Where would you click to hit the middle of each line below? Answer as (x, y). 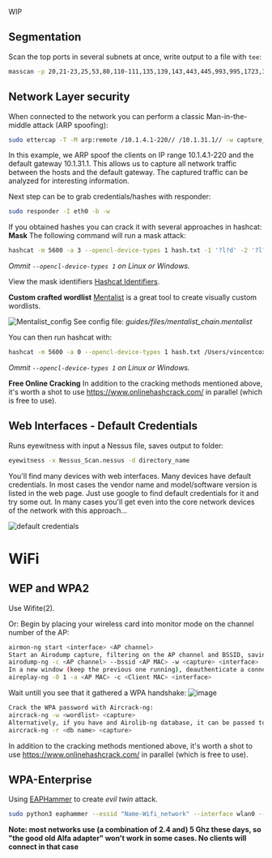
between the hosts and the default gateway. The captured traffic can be (128, 173)
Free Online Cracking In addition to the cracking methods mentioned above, (136, 383)
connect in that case (44, 847)
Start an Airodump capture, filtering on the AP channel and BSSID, (126, 655)
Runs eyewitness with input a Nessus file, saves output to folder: (116, 446)
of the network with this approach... (68, 510)
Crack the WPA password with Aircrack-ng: (81, 708)
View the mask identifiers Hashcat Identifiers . (84, 282)
